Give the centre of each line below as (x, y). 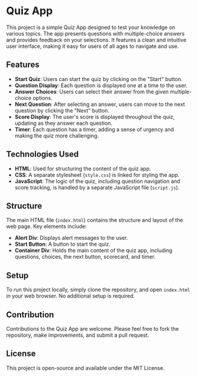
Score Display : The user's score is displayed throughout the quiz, (95, 117)
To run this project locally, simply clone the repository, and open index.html (98, 290)
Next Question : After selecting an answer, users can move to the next (100, 104)
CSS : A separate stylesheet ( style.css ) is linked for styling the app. (97, 175)
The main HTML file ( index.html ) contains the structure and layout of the (95, 220)
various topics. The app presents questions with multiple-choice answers (95, 33)
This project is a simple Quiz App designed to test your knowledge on (91, 27)
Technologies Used (42, 154)
